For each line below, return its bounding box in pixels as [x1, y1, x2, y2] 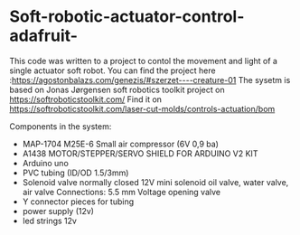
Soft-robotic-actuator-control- [9, 6, 245, 27]
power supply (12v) [22, 205, 95, 216]
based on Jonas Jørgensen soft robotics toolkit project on [9, 84, 225, 95]
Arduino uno [22, 157, 70, 168]
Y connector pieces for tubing [22, 196, 135, 207]
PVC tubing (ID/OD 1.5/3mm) [22, 167, 129, 178]
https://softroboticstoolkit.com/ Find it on [9, 93, 163, 105]
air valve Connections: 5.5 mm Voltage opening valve [22, 186, 221, 197]
